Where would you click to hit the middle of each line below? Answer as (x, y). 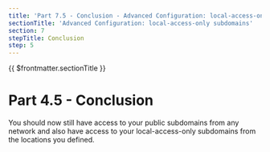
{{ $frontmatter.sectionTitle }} (57, 68)
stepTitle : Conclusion (46, 38)
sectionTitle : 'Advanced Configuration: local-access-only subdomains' (131, 23)
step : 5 (21, 46)
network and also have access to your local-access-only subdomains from (132, 131)
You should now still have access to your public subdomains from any (124, 123)
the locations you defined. (51, 140)
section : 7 (27, 30)
